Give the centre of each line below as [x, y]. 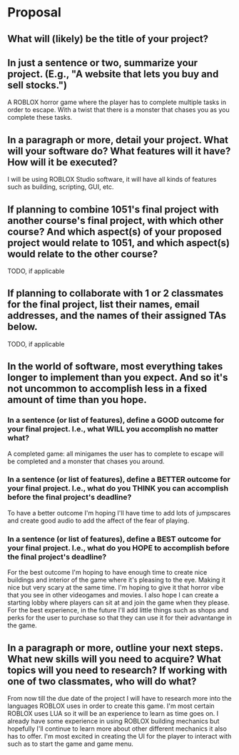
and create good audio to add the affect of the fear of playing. [98, 520]
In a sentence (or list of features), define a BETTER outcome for [119, 480]
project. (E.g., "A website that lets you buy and [113, 74]
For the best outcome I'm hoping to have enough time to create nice [107, 572]
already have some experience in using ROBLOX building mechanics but [113, 721]
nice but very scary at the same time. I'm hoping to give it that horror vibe [116, 587]
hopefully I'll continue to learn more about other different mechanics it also [117, 729]
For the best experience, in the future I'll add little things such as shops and [118, 610]
